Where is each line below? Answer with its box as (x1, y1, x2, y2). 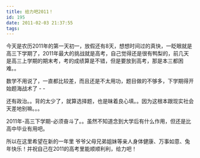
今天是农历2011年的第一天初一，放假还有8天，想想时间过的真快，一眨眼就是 (6, 42, 192, 49)
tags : (6, 25, 20, 32)
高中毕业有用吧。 (6, 125, 48, 132)
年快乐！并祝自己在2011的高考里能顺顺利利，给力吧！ (6, 145, 137, 153)
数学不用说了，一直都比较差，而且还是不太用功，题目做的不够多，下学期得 (6, 78, 189, 85)
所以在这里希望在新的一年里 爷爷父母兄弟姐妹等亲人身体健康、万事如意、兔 (6, 138, 190, 145)
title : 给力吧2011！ (6, 8, 54, 15)
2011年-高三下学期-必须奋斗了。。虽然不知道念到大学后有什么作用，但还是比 (6, 117, 192, 125)
